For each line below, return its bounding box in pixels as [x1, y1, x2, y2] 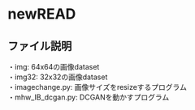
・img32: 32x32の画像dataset [7, 72, 108, 82]
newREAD [7, 5, 76, 23]
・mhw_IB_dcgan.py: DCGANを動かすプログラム [7, 92, 170, 102]
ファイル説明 [7, 39, 72, 53]
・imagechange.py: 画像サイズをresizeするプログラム [7, 82, 188, 91]
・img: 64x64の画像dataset [7, 62, 100, 71]
